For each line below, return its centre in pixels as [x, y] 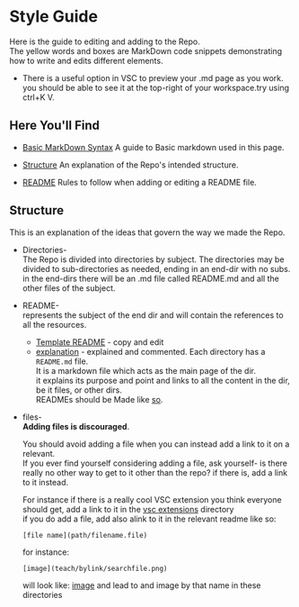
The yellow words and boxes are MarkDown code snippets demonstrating [146, 50]
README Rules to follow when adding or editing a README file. [140, 182]
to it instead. [45, 482]
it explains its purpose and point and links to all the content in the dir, [163, 380]
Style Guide [54, 17]
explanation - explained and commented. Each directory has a [150, 351]
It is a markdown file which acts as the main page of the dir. [145, 370]
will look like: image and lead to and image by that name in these [141, 585]
